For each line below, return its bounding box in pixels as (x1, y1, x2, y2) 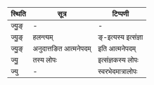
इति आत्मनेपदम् (98, 44, 136, 53)
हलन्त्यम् (32, 32, 53, 41)
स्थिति (11, 9, 26, 18)
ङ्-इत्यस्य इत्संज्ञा (98, 32, 143, 41)
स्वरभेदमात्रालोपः (98, 67, 138, 76)
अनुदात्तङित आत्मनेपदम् (32, 44, 91, 53)
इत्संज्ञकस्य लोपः (98, 55, 139, 65)
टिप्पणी (112, 9, 129, 18)
